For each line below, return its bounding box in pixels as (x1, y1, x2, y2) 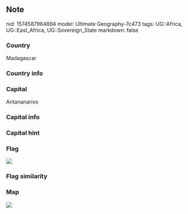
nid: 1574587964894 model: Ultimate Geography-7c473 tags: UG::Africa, (6, 20, 183, 27)
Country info (6, 69, 43, 78)
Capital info (6, 113, 40, 121)
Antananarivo (6, 98, 39, 105)
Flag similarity (6, 172, 48, 180)
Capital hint (6, 129, 40, 137)
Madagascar (6, 55, 37, 62)
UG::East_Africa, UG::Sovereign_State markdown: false (6, 26, 139, 34)
